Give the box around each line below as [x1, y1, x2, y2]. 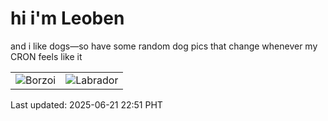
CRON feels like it [10, 50, 83, 62]
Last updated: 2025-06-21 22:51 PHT [10, 98, 163, 111]
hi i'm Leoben [10, 7, 125, 30]
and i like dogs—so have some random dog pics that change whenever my [10, 40, 318, 52]
